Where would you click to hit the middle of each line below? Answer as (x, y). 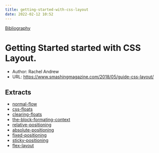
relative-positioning (32, 125)
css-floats (22, 109)
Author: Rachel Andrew (35, 72)
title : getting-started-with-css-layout (47, 10)
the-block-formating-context (41, 120)
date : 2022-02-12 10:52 (29, 14)
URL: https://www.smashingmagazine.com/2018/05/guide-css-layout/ (83, 77)
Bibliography (18, 28)
